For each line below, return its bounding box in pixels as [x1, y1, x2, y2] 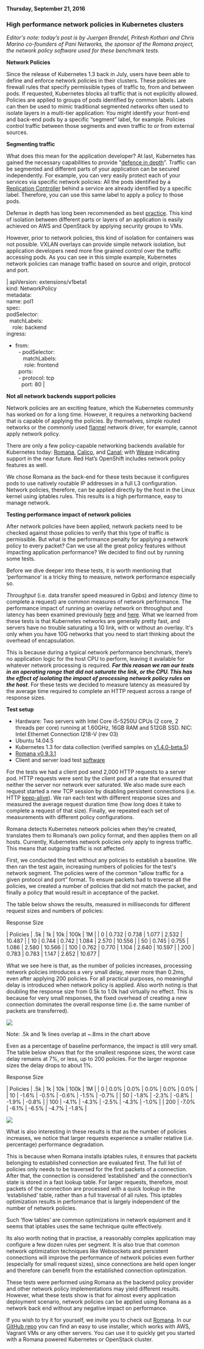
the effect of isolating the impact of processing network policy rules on [6, 674, 191, 682]
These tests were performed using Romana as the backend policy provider [6, 1278, 194, 1286]
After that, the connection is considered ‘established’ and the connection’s [6, 1172, 193, 1179]
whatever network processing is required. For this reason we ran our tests [6, 661, 194, 669]
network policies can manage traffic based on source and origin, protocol [6, 259, 191, 267]
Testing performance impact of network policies [6, 510, 132, 518]
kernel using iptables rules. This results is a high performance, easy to [6, 492, 183, 499]
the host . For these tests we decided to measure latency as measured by [6, 681, 190, 688]
